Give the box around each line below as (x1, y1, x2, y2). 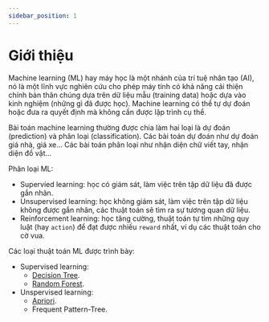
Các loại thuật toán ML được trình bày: (8, 246, 135, 255)
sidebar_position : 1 (8, 11, 78, 20)
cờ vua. (19, 230, 46, 240)
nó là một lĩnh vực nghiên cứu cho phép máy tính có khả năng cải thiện (8, 81, 243, 91)
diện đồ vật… (8, 148, 52, 157)
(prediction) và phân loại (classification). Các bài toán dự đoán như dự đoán (8, 131, 259, 141)
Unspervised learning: (19, 287, 94, 297)
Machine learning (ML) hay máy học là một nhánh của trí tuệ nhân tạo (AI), (8, 73, 255, 83)
